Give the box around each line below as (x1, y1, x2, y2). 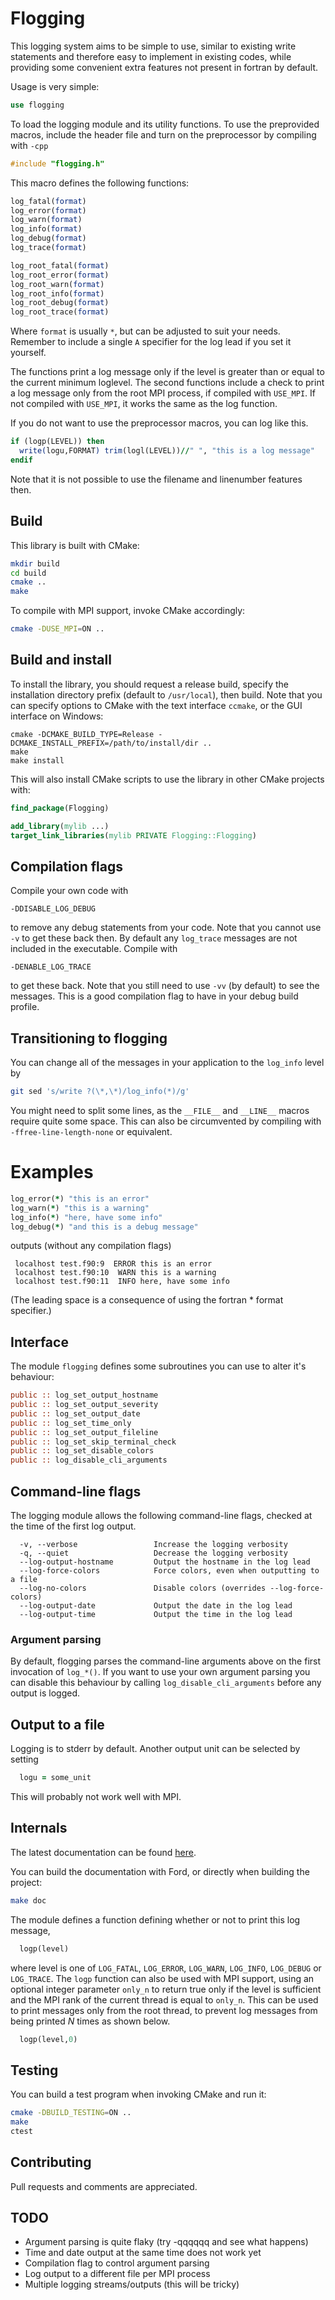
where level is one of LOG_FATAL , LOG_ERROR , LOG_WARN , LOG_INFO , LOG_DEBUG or (10, 1962, 322, 1974)
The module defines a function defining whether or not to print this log (10, 1913, 301, 1926)
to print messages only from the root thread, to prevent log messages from (10, 2004, 318, 2016)
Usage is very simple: (10, 80, 100, 92)
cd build (10, 568, 47, 578)
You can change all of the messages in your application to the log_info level (10, 1057, 325, 1069)
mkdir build (10, 558, 60, 569)
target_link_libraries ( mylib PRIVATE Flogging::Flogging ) (10, 830, 257, 841)
